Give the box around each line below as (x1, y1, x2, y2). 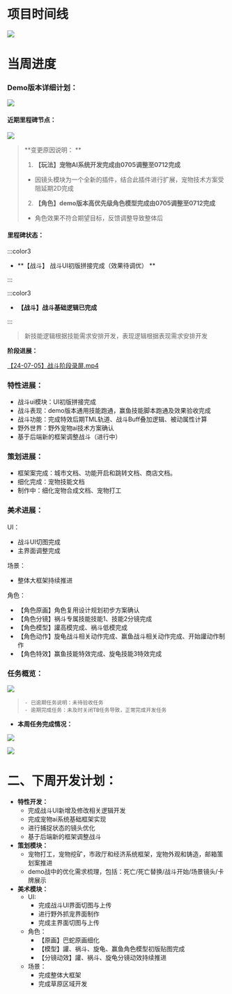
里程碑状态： (7, 231, 44, 240)
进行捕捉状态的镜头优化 (27, 824, 95, 832)
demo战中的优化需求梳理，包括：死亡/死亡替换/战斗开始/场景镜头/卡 (27, 867, 224, 875)
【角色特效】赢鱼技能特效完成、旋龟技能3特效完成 (17, 649, 162, 657)
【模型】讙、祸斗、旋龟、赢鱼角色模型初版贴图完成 (38, 944, 185, 953)
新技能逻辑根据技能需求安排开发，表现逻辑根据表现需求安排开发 (24, 331, 208, 339)
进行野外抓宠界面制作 (38, 909, 100, 918)
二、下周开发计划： (7, 773, 118, 789)
